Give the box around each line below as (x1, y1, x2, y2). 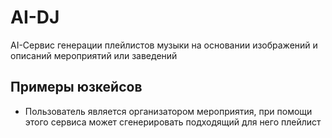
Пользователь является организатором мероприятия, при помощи (24, 105, 313, 117)
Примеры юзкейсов (10, 79, 143, 96)
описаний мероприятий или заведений (10, 49, 178, 61)
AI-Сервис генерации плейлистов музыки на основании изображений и (10, 39, 318, 51)
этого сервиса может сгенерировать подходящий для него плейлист (24, 116, 322, 128)
